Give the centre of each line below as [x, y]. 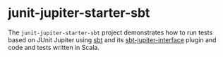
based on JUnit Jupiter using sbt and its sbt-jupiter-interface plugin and [112, 39]
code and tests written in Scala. [54, 47]
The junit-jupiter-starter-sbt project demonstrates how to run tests [110, 32]
